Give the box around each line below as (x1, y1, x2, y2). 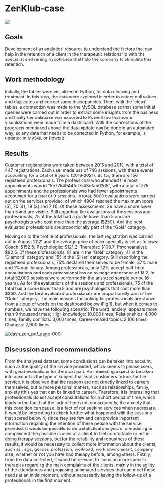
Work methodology (5, 76, 65, 84)
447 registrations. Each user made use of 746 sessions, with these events (5, 167, 154, 173)
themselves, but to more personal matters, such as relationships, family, (5, 384, 150, 390)
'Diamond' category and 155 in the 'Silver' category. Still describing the (5, 254, 148, 260)
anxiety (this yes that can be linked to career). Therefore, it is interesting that (5, 390, 160, 395)
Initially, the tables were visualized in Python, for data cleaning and (5, 88, 139, 94)
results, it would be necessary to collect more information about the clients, (5, 441, 157, 447)
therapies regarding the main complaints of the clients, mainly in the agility (5, 462, 155, 468)
